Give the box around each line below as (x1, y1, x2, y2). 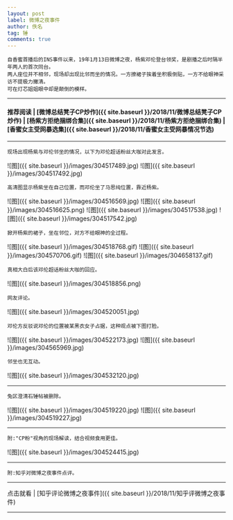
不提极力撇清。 (12, 78, 49, 85)
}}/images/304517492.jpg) (7, 169, 83, 177)
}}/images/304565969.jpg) (7, 344, 85, 352)
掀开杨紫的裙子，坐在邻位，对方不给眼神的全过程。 (7, 229, 132, 236)
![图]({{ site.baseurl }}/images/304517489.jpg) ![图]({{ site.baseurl (7, 162, 196, 170)
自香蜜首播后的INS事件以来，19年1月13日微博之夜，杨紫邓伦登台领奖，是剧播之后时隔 (7, 56, 218, 63)
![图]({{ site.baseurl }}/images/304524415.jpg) (7, 448, 139, 456)
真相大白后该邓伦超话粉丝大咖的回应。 (7, 266, 101, 274)
